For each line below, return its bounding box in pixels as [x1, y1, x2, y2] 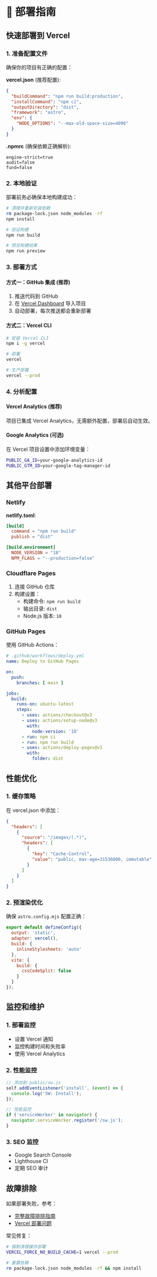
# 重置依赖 [6, 1259, 29, 1266]
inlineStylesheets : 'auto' [16, 946, 82, 952]
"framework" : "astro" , [11, 109, 66, 116]
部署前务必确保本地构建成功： [6, 194, 77, 201]
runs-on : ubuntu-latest [16, 701, 74, 707]
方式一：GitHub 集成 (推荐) [6, 278, 71, 285]
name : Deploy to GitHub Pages [6, 658, 80, 664]
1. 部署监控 [6, 1021, 36, 1029]
